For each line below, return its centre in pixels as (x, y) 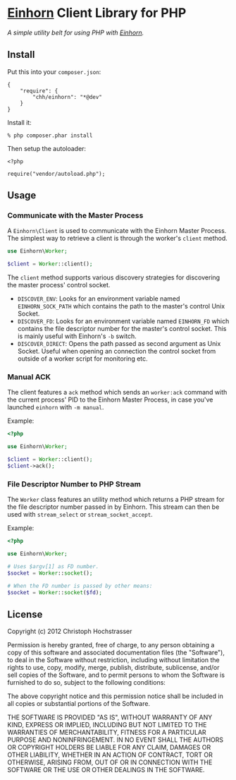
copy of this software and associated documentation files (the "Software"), (116, 653)
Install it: (19, 122)
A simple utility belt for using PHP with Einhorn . (76, 32)
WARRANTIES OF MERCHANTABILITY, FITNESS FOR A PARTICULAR (107, 733)
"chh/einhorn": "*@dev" (67, 97)
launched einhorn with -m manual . (56, 407)
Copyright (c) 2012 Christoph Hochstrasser (70, 631)
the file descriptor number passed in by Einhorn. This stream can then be (113, 507)
